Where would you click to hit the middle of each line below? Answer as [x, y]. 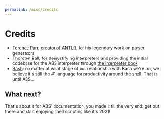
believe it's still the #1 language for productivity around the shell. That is [85, 74]
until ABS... [23, 79]
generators [23, 53]
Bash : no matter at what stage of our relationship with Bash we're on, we [86, 68]
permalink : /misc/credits [31, 10]
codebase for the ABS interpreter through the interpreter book [75, 63]
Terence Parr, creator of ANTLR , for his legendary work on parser [78, 48]
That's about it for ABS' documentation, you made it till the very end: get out [82, 106]
